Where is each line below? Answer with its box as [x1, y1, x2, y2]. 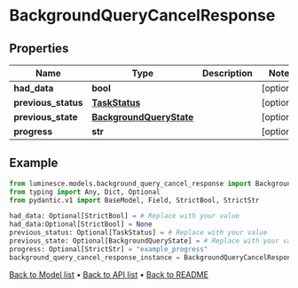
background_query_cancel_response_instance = [9, 252, 180, 262]
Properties [9, 41, 69, 56]
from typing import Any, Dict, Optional [9, 188, 161, 196]
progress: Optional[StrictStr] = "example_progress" [9, 244, 208, 253]
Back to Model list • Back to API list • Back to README [9, 268, 208, 280]
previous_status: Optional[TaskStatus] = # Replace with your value [9, 228, 268, 237]
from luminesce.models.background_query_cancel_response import [9, 179, 252, 188]
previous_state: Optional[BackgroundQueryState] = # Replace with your [9, 236, 279, 245]
